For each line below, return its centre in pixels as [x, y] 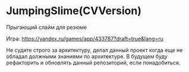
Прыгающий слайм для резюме [47, 27]
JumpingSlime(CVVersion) [74, 11]
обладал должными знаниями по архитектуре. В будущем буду [87, 56]
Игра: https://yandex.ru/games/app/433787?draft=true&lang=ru [85, 38]
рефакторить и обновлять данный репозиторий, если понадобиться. [93, 63]
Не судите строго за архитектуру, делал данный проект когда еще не [94, 50]
